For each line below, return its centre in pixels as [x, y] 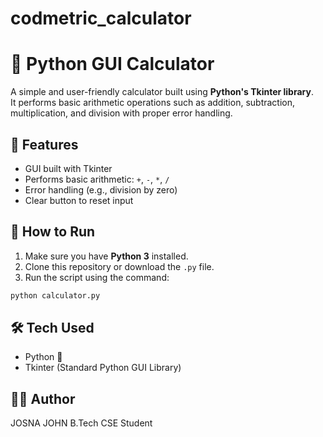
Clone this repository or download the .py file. [119, 266]
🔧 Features [44, 144]
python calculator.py [55, 295]
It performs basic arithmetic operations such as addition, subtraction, [153, 103]
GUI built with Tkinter [68, 168]
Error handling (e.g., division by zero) [101, 189]
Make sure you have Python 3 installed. [106, 256]
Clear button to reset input [79, 200]
